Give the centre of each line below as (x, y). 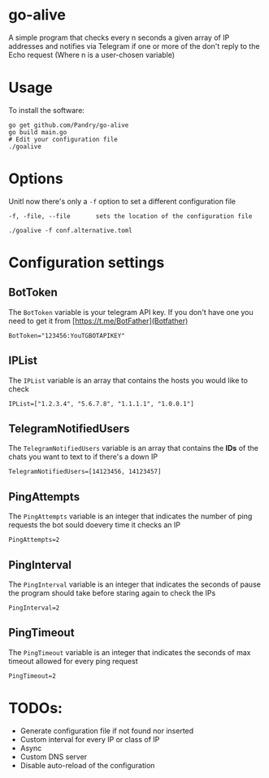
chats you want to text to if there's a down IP (83, 457)
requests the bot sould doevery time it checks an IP (95, 525)
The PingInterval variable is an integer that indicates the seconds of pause (135, 584)
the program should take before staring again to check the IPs (112, 593)
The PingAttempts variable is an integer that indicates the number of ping (130, 516)
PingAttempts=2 (34, 540)
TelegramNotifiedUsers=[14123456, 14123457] (85, 472)
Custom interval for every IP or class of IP (90, 739)
